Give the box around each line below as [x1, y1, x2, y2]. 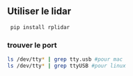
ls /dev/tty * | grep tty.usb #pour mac [7, 55, 123, 63]
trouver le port [7, 40, 57, 50]
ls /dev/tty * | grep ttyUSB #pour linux [7, 62, 127, 69]
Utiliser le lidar [7, 6, 72, 17]
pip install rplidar [10, 23, 70, 30]
